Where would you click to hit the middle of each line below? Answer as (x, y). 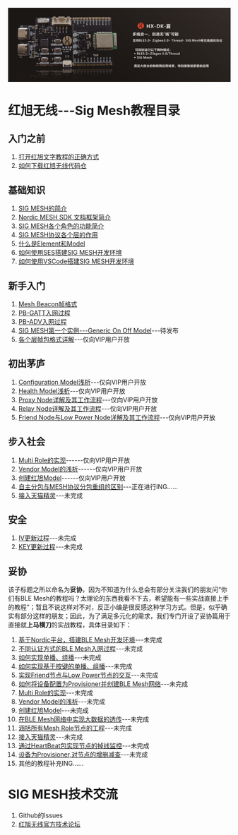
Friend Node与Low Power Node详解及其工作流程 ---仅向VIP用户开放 (117, 417)
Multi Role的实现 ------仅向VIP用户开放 (74, 460)
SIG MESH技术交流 (63, 794)
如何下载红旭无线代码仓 (52, 166)
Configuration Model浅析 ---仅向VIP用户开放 (82, 382)
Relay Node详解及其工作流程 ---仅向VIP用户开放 (88, 408)
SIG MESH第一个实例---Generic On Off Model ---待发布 (99, 330)
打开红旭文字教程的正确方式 (59, 157)
